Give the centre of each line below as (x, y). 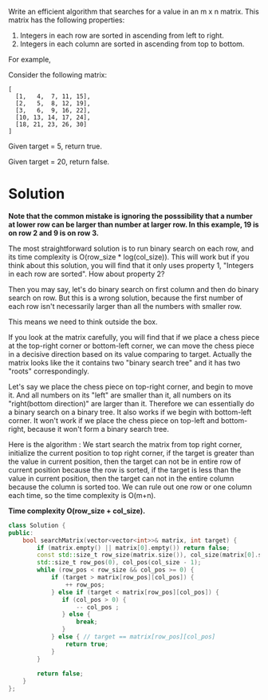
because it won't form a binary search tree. (99, 429)
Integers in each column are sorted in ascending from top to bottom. (132, 44)
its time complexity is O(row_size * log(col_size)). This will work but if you (129, 257)
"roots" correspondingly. (49, 371)
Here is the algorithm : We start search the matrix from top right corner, (125, 444)
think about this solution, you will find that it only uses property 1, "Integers (131, 265)
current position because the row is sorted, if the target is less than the (125, 469)
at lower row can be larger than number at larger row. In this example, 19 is (134, 224)
